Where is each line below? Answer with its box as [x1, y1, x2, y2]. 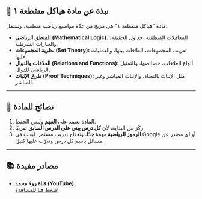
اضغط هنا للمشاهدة [14, 186, 59, 194]
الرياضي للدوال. [14, 66, 50, 73]
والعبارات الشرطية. [14, 40, 58, 47]
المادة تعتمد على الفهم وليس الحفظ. [14, 118, 96, 125]
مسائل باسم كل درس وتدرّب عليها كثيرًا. [14, 137, 104, 144]
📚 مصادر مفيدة [6, 161, 58, 171]
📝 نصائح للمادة [6, 102, 54, 112]
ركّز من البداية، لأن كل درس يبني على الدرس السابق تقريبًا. [14, 124, 145, 131]
